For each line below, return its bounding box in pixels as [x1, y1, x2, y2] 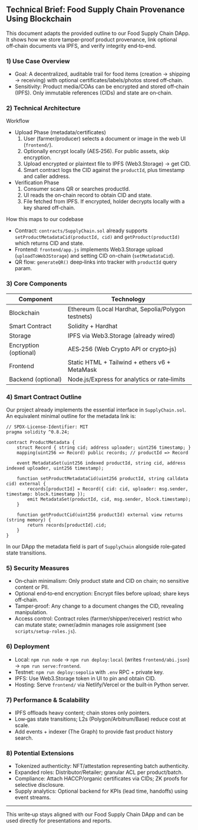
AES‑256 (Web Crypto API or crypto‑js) [67, 345, 177, 353]
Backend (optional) [9, 375, 62, 383]
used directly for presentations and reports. [6, 817, 112, 824]
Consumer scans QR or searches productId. [23, 186, 131, 193]
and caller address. [23, 173, 71, 180]
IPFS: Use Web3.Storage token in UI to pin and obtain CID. [14, 675, 156, 682]
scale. [14, 721, 29, 729]
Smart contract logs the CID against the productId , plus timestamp [23, 167, 185, 174]
